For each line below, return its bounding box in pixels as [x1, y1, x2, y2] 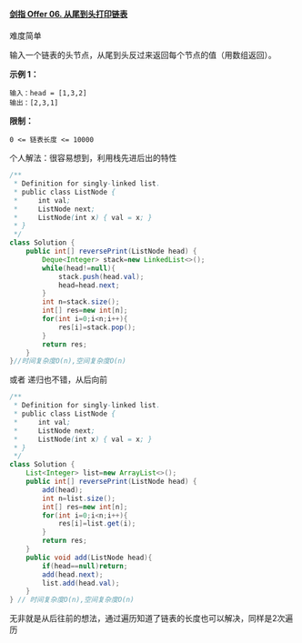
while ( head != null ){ [42, 264, 116, 273]
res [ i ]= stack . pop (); [57, 323, 136, 332]
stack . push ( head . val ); [57, 272, 145, 281]
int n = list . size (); [42, 494, 116, 503]
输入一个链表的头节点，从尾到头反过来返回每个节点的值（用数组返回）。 [9, 50, 277, 61]
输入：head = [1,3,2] [9, 89, 87, 98]
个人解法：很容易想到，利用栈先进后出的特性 [9, 153, 177, 164]
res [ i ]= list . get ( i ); [57, 519, 136, 528]
